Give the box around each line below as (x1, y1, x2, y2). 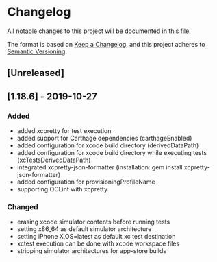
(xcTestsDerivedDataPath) (16, 156, 91, 165)
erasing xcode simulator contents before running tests (16, 217, 170, 226)
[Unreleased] (7, 67, 65, 79)
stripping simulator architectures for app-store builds (16, 247, 166, 255)
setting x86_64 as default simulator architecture (16, 225, 152, 233)
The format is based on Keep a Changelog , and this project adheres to (7, 40, 205, 48)
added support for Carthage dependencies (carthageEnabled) (16, 134, 192, 143)
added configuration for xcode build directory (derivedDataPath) (16, 141, 199, 150)
